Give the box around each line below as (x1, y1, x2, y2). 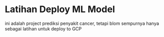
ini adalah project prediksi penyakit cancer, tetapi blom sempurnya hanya (5, 20, 159, 26)
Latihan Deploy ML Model (5, 4, 115, 15)
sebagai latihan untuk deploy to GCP (5, 25, 82, 31)
